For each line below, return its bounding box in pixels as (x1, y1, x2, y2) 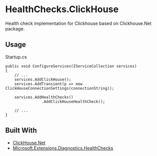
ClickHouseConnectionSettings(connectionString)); (5, 86, 114, 91)
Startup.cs (5, 54, 27, 60)
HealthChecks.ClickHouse (5, 4, 119, 15)
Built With (5, 126, 37, 135)
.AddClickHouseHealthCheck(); (41, 99, 105, 104)
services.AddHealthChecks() (14, 95, 73, 100)
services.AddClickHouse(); (14, 77, 71, 82)
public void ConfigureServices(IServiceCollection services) (5, 63, 137, 69)
